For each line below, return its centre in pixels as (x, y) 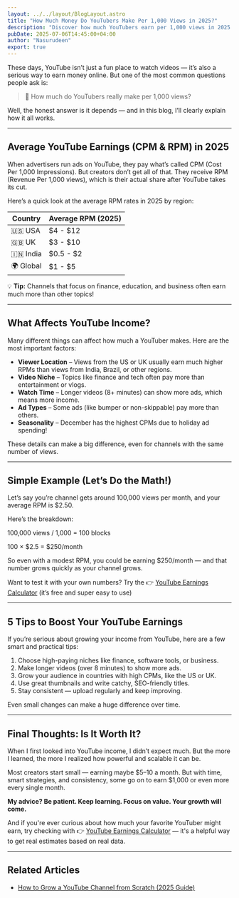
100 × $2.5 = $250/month (45, 547)
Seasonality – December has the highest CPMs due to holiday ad (113, 423)
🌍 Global (26, 266)
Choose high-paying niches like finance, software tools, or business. (118, 660)
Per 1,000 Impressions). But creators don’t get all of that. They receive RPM (118, 171)
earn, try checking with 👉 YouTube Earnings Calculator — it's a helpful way (119, 831)
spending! (32, 430)
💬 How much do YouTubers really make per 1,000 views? (108, 96)
